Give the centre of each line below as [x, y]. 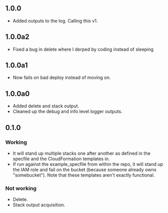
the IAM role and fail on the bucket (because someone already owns [85, 169]
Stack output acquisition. [39, 205]
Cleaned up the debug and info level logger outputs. [67, 112]
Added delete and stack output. [46, 106]
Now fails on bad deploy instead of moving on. [62, 78]
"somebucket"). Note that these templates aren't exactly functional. [83, 175]
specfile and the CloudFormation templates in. [61, 159]
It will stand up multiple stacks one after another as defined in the [81, 153]
